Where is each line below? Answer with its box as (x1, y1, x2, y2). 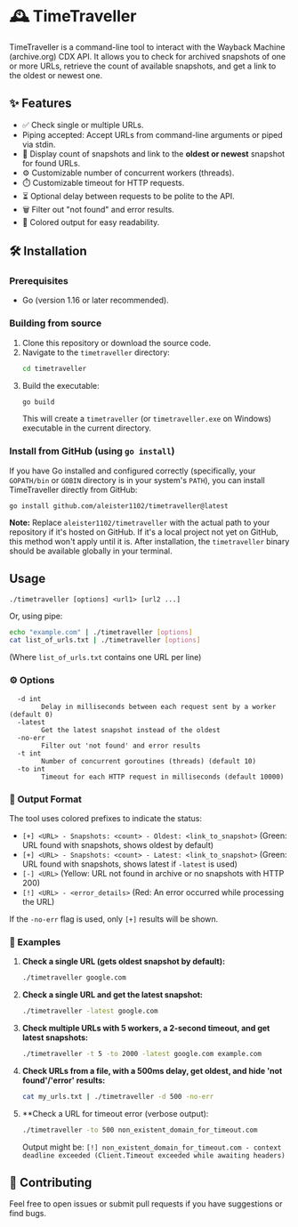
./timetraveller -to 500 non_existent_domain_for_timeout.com (21, 1126, 258, 1134)
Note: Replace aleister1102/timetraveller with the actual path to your (9, 517, 270, 528)
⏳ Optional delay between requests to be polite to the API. (21, 190, 236, 201)
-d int (17, 694, 42, 703)
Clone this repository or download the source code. (21, 337, 212, 348)
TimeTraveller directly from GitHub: (9, 484, 138, 495)
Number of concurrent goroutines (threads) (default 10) (41, 756, 256, 765)
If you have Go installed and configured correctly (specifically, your (9, 465, 256, 476)
